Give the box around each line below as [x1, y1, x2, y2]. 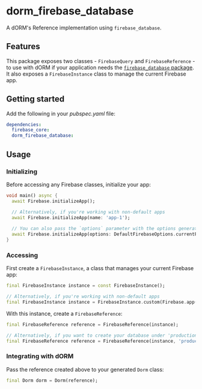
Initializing [6, 167, 38, 175]
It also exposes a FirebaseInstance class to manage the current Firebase [6, 70, 186, 77]
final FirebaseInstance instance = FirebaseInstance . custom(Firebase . [6, 299, 187, 305]
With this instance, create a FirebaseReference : [6, 310, 123, 317]
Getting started [6, 94, 65, 104]
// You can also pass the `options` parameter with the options [11, 226, 176, 232]
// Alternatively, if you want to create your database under [6, 332, 165, 339]
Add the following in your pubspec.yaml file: [6, 110, 115, 117]
